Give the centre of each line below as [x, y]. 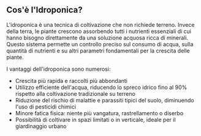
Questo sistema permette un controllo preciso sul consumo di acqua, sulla [100, 44]
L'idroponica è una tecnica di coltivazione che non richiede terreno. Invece [100, 24]
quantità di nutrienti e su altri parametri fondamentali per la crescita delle [98, 51]
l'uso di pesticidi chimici [46, 107]
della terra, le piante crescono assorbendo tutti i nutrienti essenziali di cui [99, 31]
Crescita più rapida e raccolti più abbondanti [71, 81]
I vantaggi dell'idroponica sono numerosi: [59, 69]
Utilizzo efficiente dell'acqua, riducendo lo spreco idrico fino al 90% [101, 87]
